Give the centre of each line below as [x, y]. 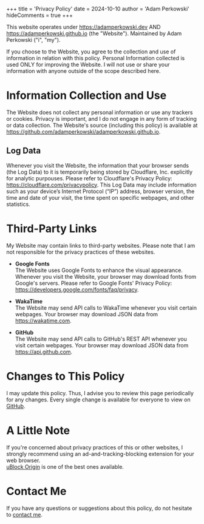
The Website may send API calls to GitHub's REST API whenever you [101, 339]
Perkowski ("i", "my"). [33, 40]
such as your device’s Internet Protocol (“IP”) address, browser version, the [100, 191]
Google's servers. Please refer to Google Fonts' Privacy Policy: [93, 283]
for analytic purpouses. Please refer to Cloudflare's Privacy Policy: [89, 178]
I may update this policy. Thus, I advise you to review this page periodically [100, 393]
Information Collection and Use [87, 96]
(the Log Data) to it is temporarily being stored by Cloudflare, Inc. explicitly [100, 172]
